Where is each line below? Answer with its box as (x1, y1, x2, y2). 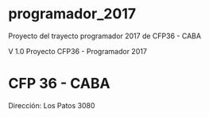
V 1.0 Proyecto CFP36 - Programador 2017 (8, 46, 147, 56)
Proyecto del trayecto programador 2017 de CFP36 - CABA (8, 31, 201, 41)
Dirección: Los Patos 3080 (8, 100, 95, 110)
